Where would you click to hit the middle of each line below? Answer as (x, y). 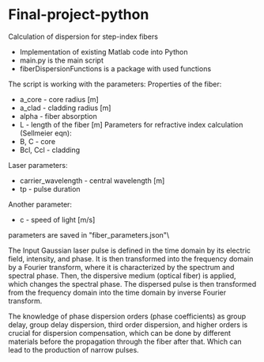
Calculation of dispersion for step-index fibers (83, 36)
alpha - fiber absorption (58, 116)
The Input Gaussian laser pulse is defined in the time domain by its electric (130, 250)
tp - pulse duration (50, 189)
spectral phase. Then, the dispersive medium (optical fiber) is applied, (122, 276)
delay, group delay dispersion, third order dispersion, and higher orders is (128, 324)
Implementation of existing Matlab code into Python (104, 51)
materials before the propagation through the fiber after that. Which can (125, 341)
